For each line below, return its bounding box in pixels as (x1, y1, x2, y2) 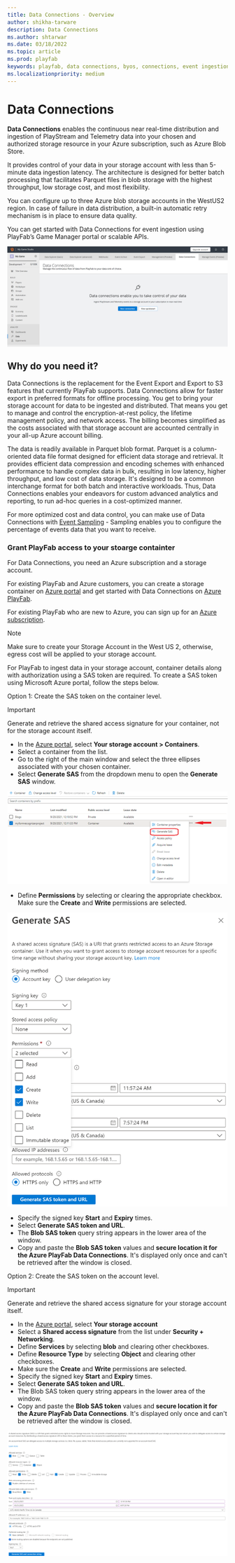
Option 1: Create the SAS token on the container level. (7, 692, 162, 700)
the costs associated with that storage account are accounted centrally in (7, 424, 219, 432)
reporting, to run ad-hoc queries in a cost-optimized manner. (7, 496, 183, 505)
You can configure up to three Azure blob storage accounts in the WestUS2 (7, 196, 225, 204)
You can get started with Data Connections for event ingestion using (7, 225, 204, 233)
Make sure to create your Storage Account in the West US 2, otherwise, (7, 643, 213, 651)
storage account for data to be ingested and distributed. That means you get (7, 401, 228, 410)
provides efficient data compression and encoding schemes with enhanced (7, 459, 225, 468)
